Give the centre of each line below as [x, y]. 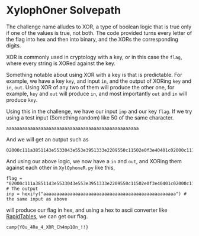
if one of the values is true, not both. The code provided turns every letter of [99, 33]
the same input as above [37, 199]
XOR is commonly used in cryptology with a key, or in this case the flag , [94, 57]
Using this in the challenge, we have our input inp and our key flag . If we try [99, 111]
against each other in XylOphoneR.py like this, [61, 167]
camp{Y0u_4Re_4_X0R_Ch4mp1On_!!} [47, 227]
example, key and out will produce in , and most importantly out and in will [97, 93]
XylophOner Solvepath [64, 10]
